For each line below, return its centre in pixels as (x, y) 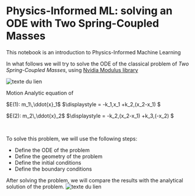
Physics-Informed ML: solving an (90, 11)
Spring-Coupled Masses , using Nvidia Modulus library (72, 70)
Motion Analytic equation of (40, 93)
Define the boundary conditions (53, 169)
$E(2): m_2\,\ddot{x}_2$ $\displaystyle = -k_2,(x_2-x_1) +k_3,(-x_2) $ (90, 116)
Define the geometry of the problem (58, 156)
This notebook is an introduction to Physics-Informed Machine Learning (94, 52)
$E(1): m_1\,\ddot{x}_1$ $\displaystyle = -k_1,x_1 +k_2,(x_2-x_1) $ (83, 104)
